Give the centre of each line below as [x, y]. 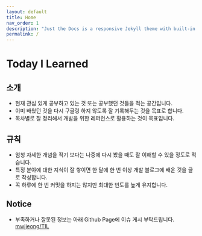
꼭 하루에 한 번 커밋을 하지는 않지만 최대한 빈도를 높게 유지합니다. [91, 185]
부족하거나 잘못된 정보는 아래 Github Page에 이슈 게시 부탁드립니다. [95, 219]
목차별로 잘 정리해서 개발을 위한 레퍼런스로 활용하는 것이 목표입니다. [95, 119]
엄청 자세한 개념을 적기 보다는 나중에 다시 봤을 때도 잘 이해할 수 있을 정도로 [103, 155]
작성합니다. [35, 177]
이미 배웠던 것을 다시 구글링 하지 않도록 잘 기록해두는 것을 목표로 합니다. [99, 111]
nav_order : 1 [23, 23]
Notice [19, 204]
